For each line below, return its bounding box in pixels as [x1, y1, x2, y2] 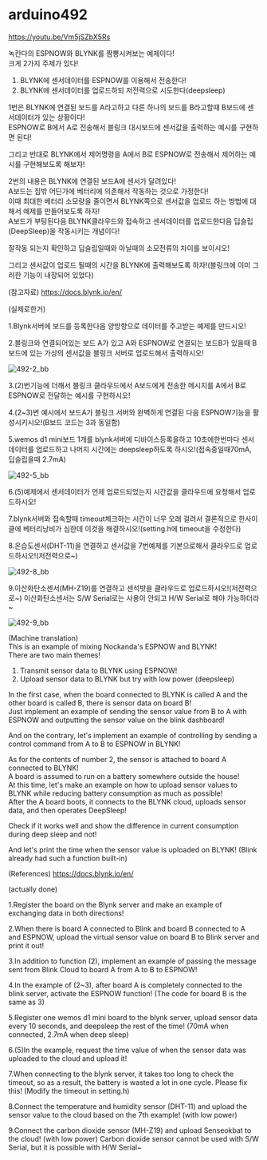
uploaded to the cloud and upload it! [8, 1053, 128, 1063]
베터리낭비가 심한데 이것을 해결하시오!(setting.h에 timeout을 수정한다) [22, 523, 241, 533]
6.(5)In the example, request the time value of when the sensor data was [8, 1045, 247, 1055]
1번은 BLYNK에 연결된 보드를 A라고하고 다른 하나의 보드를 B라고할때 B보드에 [8, 102, 245, 112]
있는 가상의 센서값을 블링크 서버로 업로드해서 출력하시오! [29, 348, 205, 357]
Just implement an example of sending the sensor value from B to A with [8, 706, 247, 716]
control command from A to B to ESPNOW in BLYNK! [8, 739, 181, 749]
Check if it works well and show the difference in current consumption [8, 820, 239, 830]
